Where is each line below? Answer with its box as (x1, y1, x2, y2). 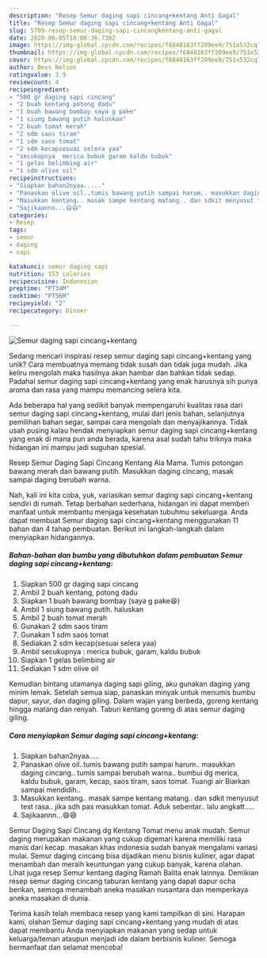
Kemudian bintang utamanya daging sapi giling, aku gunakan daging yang (9, 679, 250, 688)
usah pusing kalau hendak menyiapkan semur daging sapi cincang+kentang (9, 425, 257, 435)
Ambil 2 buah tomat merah (20, 613, 108, 623)
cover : (9, 56, 31, 64)
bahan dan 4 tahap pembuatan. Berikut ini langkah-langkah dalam (9, 524, 224, 533)
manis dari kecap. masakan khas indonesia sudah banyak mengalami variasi (9, 842, 258, 851)
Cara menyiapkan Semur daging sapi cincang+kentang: (9, 731, 199, 740)
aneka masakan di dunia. (9, 893, 90, 902)
